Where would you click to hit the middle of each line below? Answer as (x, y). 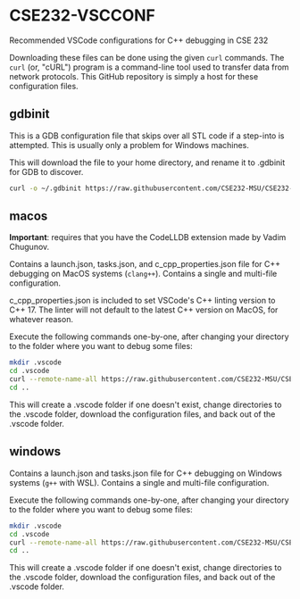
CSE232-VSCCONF (83, 16)
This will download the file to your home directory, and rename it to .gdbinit (147, 162)
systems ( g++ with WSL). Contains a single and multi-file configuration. (139, 482)
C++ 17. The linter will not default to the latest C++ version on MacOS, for (144, 310)
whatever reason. (42, 320)
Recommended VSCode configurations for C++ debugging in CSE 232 (139, 40)
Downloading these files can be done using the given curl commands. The (147, 57)
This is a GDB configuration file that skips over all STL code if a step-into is (147, 136)
